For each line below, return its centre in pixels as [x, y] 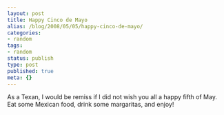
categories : [24, 33]
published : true [30, 71]
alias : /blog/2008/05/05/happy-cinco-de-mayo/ [75, 26]
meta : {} [20, 77]
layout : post [26, 13]
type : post [23, 65]
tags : [15, 45]
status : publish [30, 59]
